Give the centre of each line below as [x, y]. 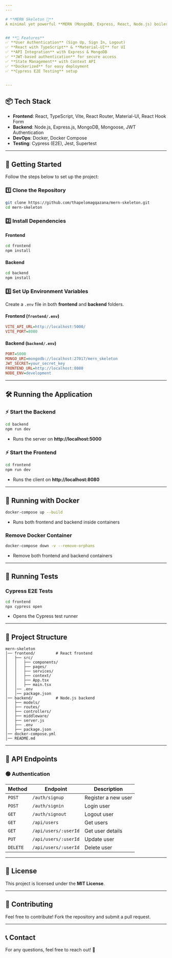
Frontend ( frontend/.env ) [33, 316]
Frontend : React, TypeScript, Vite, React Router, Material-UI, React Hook [89, 116]
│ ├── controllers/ [28, 712]
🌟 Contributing [29, 905]
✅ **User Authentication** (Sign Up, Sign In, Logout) [66, 42]
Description [109, 789]
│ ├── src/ [19, 658]
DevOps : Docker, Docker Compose [50, 138]
